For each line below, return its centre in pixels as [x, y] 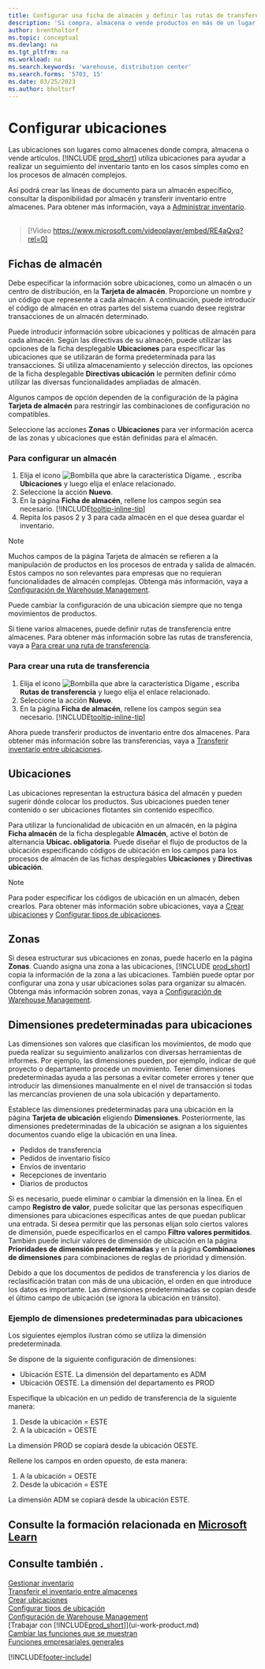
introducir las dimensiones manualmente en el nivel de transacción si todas [130, 1086]
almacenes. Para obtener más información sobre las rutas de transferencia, [131, 637]
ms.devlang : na [33, 45]
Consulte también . [56, 1564]
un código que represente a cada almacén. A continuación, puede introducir [132, 300]
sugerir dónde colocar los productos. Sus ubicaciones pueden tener [119, 801]
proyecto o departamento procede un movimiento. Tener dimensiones [122, 1069]
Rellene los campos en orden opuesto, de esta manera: [98, 1461]
